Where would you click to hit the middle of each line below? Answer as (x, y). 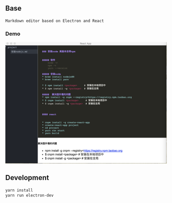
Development (27, 178)
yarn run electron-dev (29, 195)
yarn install (19, 190)
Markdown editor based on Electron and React (55, 21)
